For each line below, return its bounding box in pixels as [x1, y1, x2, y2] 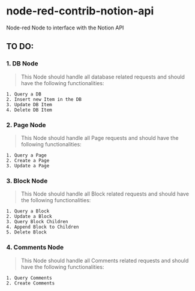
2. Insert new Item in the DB [6, 96, 82, 103]
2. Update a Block [6, 214, 52, 220]
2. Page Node [6, 121, 46, 129]
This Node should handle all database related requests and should [20, 73, 185, 80]
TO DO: [6, 41, 34, 52]
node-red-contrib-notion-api [6, 4, 154, 18]
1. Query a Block [6, 208, 50, 214]
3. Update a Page [6, 163, 50, 169]
